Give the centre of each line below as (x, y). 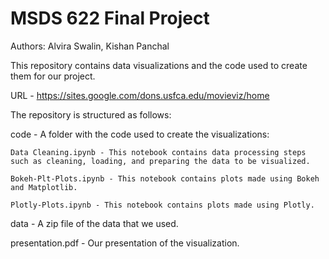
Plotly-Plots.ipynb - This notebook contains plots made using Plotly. (162, 205)
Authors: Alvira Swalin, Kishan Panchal (90, 46)
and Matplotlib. (44, 187)
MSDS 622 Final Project (110, 18)
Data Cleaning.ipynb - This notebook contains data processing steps (158, 152)
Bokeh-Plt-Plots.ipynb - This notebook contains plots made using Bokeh (165, 178)
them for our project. (53, 76)
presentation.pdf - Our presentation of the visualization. (125, 243)
